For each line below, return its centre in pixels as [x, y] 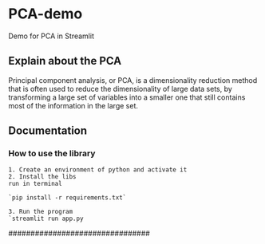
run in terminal [35, 184]
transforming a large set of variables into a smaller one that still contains [127, 97]
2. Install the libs [43, 177]
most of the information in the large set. [73, 105]
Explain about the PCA [65, 61]
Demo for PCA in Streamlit [51, 36]
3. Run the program [41, 212]
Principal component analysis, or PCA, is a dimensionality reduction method [133, 80]
